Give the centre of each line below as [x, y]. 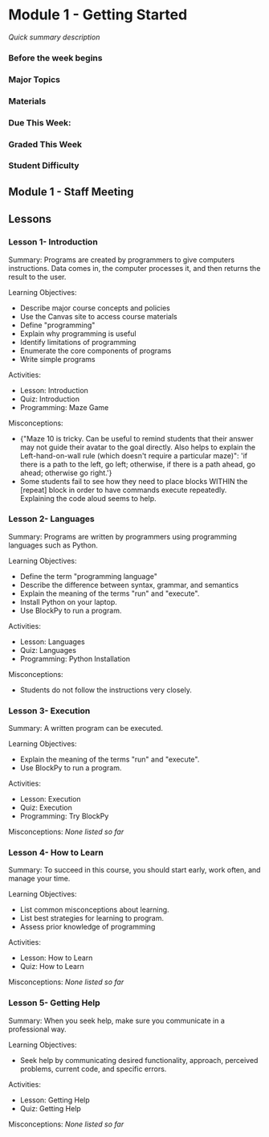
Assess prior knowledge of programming [88, 927]
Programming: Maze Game [64, 407]
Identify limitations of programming [78, 342]
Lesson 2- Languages [51, 519]
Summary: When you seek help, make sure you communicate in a [116, 1020]
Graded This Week [45, 144]
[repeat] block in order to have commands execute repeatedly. [123, 490]
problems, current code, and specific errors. [93, 1069]
